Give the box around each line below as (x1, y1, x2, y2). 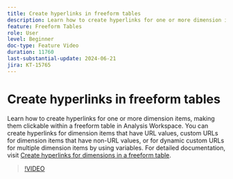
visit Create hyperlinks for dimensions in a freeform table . (7, 151, 172, 159)
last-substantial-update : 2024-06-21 (7, 55, 116, 62)
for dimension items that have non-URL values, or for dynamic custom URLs (7, 136, 225, 144)
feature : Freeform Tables (7, 23, 82, 30)
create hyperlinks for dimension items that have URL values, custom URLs (7, 129, 218, 137)
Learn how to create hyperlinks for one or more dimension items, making (7, 114, 215, 122)
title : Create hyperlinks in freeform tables (7, 10, 141, 17)
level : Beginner (7, 36, 54, 43)
